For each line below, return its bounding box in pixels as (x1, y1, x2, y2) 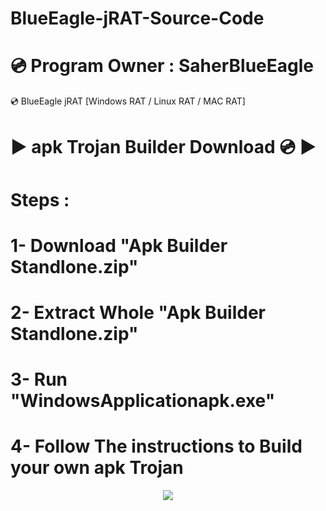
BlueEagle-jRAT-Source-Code (10, 7, 265, 30)
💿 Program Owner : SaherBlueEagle (10, 55, 315, 77)
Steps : (10, 188, 70, 211)
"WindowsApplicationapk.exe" (10, 390, 276, 412)
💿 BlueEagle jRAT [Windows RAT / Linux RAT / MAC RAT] (10, 95, 246, 107)
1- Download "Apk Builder (10, 234, 228, 257)
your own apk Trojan (10, 457, 184, 479)
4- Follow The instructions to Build (10, 435, 303, 458)
